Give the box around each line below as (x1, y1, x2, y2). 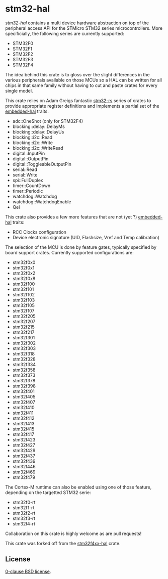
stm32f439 (12, 458, 36, 464)
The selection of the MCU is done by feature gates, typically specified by (5, 244, 157, 250)
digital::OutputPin (12, 155, 49, 162)
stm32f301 (12, 334, 35, 340)
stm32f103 (12, 297, 35, 303)
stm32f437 (12, 453, 36, 459)
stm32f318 (12, 350, 35, 357)
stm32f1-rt (12, 504, 35, 511)
